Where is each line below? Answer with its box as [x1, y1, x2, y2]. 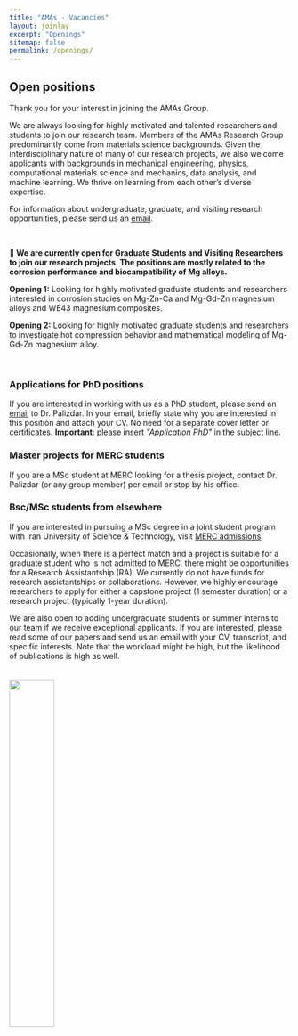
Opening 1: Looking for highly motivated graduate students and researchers [9, 283, 287, 294]
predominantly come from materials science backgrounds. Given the [9, 139, 261, 150]
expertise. [9, 186, 46, 197]
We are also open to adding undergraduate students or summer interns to [9, 612, 279, 624]
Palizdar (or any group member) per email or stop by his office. [9, 478, 240, 490]
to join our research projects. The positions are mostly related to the [9, 257, 266, 267]
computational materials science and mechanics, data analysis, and [9, 167, 257, 178]
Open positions [9, 79, 96, 94]
